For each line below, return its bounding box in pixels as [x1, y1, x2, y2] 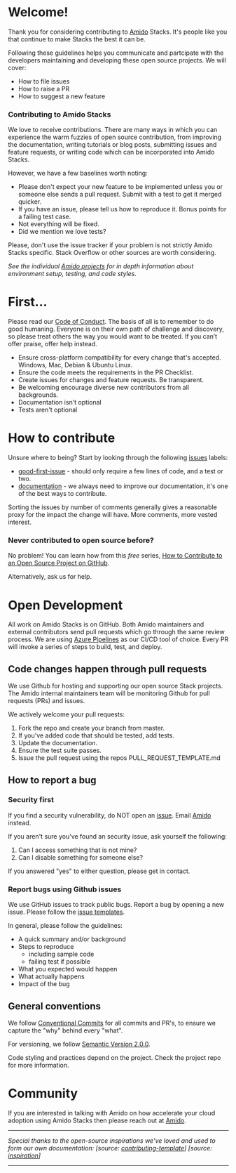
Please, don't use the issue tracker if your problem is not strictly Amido [8, 241, 213, 249]
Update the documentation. [18, 739, 97, 747]
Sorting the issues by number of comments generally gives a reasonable [8, 503, 218, 511]
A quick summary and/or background [18, 935, 127, 943]
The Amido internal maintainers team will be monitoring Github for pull [8, 689, 210, 697]
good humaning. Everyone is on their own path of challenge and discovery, [8, 325, 225, 334]
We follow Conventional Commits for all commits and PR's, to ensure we [8, 1018, 216, 1027]
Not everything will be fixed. [18, 220, 100, 228]
